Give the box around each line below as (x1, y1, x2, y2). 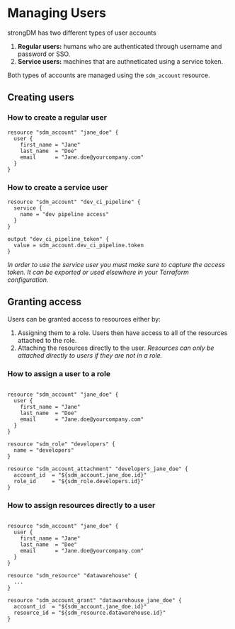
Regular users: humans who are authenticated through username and (17, 42, 222, 50)
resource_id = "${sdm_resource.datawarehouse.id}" (13, 609, 166, 617)
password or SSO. (17, 50, 71, 58)
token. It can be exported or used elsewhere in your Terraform (7, 268, 189, 276)
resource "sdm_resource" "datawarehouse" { (7, 572, 138, 579)
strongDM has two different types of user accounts (7, 28, 157, 37)
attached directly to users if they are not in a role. (17, 351, 163, 359)
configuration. (7, 275, 49, 284)
